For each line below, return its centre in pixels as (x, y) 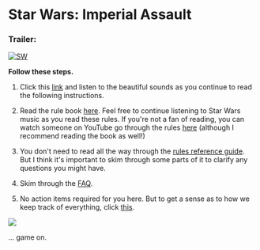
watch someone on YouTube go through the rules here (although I (127, 127)
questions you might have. (63, 169)
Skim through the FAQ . (56, 184)
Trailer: (23, 40)
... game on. (28, 237)
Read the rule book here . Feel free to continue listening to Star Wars (130, 111)
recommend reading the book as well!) (83, 136)
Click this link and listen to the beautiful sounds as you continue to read (136, 87)
